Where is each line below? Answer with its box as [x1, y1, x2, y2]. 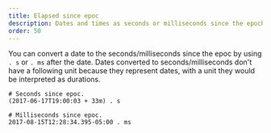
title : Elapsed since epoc [8, 11, 99, 20]
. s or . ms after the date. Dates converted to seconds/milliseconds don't [8, 57, 252, 67]
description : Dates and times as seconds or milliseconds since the [8, 19, 244, 27]
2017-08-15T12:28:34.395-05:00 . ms [8, 118, 131, 127]
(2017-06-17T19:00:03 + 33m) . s [8, 98, 121, 106]
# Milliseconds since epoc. [8, 111, 103, 119]
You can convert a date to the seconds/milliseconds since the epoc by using [8, 49, 262, 59]
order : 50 [8, 27, 42, 35]
